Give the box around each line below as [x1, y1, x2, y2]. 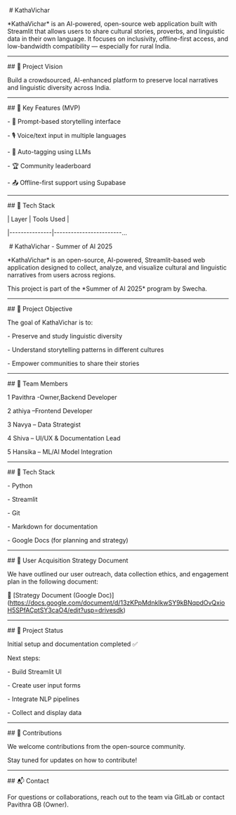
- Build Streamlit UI [7, 668, 62, 676]
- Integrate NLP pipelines [7, 695, 79, 703]
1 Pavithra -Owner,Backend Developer [7, 393, 117, 401]
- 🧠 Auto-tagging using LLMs [7, 148, 91, 156]
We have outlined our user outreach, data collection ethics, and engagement [7, 570, 229, 578]
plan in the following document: [7, 577, 98, 586]
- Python [7, 481, 33, 490]
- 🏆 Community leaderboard [7, 162, 91, 170]
